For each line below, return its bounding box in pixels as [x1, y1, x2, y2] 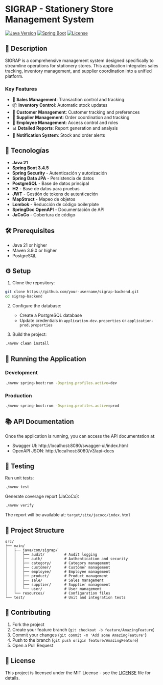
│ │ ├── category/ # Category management [5, 561, 111, 566]
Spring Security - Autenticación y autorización [12, 170, 107, 176]
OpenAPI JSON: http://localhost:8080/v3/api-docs [12, 447, 115, 453]
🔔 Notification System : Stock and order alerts [12, 132, 105, 138]
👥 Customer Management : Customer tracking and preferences [12, 109, 140, 115]
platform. [5, 73, 23, 79]
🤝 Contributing [5, 608, 51, 617]
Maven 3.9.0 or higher [12, 247, 57, 253]
